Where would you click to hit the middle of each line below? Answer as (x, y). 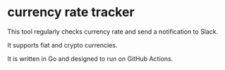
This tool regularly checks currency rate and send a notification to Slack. (113, 31)
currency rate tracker (71, 12)
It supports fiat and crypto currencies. (62, 45)
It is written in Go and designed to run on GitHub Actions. (90, 58)
